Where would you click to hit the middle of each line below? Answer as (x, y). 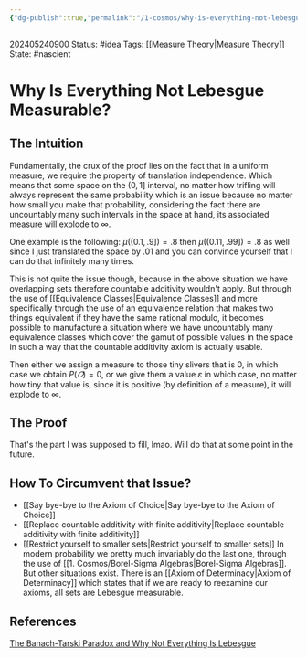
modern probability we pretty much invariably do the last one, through (154, 554)
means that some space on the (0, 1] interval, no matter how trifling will (143, 185)
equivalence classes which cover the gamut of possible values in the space (152, 337)
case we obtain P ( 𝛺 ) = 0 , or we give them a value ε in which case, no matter (153, 374)
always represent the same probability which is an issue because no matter (151, 195)
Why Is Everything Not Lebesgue (137, 90)
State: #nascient (40, 53)
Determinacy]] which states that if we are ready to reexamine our (145, 583)
